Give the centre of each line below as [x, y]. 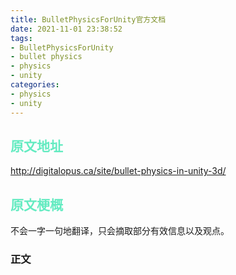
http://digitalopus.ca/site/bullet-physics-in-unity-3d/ [118, 171]
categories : [35, 85]
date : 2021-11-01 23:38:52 [66, 29]
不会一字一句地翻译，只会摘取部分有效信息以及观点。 [120, 231]
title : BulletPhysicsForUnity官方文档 [88, 19]
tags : [21, 38]
